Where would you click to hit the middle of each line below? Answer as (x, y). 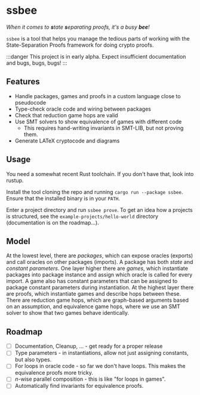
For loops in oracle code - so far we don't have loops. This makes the (100, 366)
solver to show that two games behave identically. (68, 313)
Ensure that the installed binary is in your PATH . (63, 198)
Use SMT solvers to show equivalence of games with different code (98, 121)
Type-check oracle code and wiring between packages (83, 109)
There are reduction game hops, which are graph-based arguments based (98, 300)
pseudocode (30, 102)
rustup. (15, 180)
